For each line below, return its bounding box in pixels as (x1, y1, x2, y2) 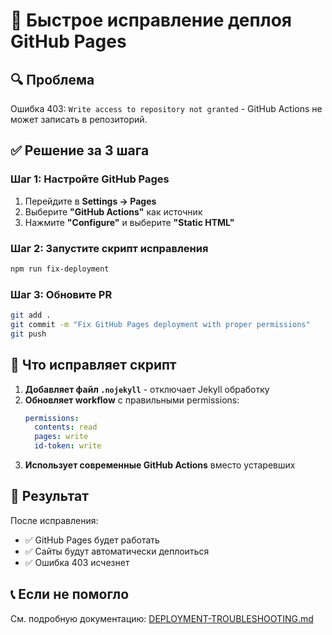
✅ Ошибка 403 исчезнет (24, 556, 130, 568)
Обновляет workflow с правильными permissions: (24, 394, 240, 406)
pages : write (34, 432, 89, 442)
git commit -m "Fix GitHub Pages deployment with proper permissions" (10, 320, 311, 330)
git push (10, 329, 47, 339)
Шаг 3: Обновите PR (10, 287, 113, 301)
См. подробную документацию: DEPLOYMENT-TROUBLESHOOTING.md (10, 612, 314, 624)
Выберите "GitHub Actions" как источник (24, 205, 203, 218)
